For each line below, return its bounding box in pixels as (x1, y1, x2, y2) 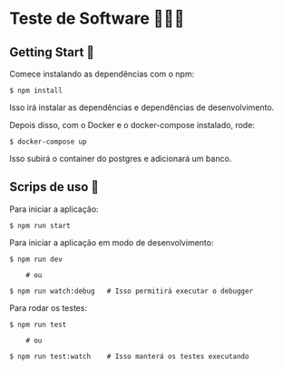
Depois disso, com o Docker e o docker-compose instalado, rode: (9, 120, 256, 130)
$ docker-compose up (9, 137, 88, 146)
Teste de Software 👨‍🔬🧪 (9, 8, 185, 29)
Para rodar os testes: (9, 302, 88, 313)
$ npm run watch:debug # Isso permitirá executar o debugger (9, 286, 254, 295)
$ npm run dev (9, 255, 63, 264)
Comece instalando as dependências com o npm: (9, 68, 195, 79)
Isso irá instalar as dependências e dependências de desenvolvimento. (9, 102, 275, 113)
